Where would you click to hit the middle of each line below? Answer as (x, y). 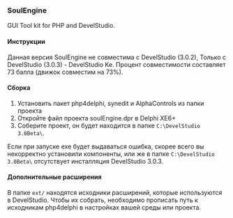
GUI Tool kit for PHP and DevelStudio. (61, 26)
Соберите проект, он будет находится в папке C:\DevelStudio (109, 125)
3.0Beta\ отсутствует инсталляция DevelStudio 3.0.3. (85, 161)
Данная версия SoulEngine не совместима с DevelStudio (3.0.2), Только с (117, 57)
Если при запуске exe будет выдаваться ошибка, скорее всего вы (106, 146)
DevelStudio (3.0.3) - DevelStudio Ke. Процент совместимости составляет (116, 64)
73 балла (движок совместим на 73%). (65, 72)
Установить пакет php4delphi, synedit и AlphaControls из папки (111, 103)
